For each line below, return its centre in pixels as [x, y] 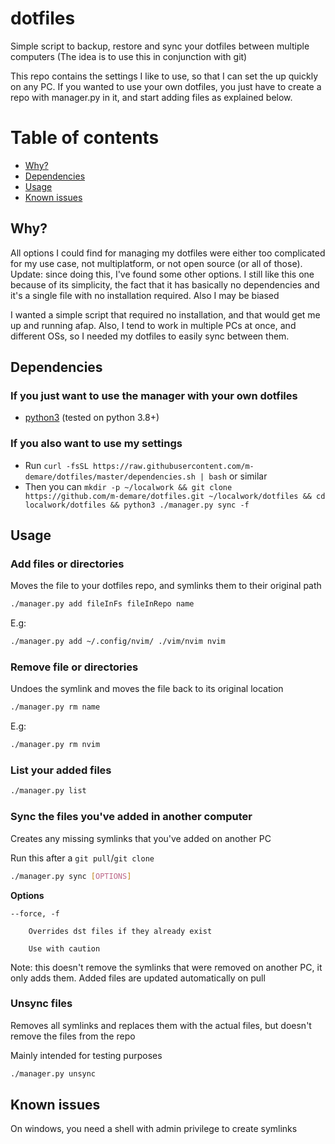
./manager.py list [48, 791]
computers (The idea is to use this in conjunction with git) [129, 56]
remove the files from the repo [73, 1036]
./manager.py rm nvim [55, 745]
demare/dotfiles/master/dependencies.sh [110, 477]
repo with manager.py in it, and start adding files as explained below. [151, 97]
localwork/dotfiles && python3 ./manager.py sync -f [137, 505]
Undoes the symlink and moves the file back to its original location [147, 689]
